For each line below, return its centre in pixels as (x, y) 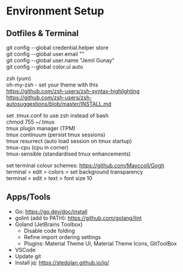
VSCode (25, 250)
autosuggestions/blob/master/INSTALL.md (59, 104)
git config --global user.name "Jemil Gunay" (61, 60)
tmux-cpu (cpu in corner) (37, 147)
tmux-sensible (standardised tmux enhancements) (68, 154)
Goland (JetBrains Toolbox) (49, 224)
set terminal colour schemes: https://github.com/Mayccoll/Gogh (85, 165)
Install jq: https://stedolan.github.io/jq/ (62, 262)
